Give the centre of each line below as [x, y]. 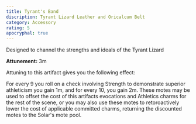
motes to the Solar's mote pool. [44, 115]
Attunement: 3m [26, 61]
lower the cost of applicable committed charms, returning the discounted [94, 109]
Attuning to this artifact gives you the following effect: [71, 73]
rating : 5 [18, 28]
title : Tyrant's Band [32, 11]
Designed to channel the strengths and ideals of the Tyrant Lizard [85, 50]
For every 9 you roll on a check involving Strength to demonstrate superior [96, 84]
